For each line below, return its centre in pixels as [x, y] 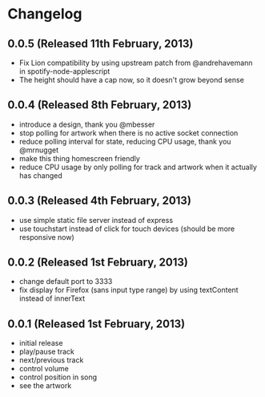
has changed [40, 175]
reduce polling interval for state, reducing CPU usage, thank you [125, 141]
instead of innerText [52, 298]
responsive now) [47, 237]
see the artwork [45, 386]
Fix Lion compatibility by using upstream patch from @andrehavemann [136, 63]
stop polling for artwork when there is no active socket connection [128, 132]
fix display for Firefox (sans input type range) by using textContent [128, 290]
